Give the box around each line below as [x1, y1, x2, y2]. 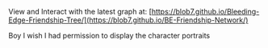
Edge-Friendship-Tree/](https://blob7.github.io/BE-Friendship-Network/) [8, 15, 249, 25]
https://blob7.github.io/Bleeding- [151, 7, 260, 16]
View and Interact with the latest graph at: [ [8, 7, 152, 16]
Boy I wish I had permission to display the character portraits [8, 31, 211, 40]
